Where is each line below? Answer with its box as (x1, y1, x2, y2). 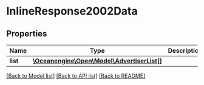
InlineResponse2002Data (6, 4, 138, 18)
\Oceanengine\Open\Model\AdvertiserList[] (32, 56, 162, 65)
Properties (6, 29, 47, 39)
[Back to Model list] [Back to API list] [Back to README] (6, 72, 146, 80)
